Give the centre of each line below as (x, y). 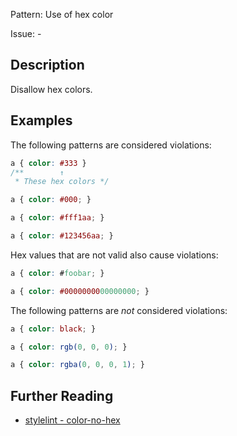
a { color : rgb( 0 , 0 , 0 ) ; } (69, 347)
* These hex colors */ (62, 182)
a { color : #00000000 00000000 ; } (80, 291)
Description (47, 65)
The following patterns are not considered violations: (119, 310)
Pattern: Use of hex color (62, 14)
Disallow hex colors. (51, 89)
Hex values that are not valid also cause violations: (114, 255)
